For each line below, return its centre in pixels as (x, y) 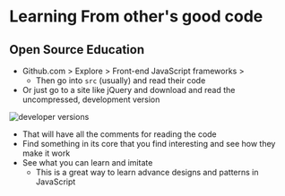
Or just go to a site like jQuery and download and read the (129, 90)
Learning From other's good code (136, 17)
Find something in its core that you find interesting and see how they (149, 144)
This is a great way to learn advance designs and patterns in (147, 172)
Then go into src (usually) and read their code (121, 81)
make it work (46, 153)
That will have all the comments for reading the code (119, 134)
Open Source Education (77, 50)
